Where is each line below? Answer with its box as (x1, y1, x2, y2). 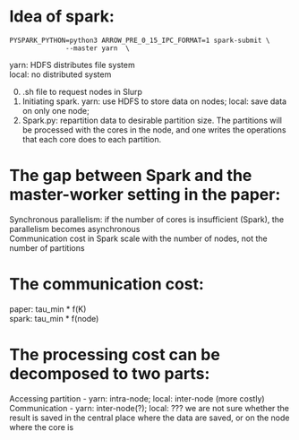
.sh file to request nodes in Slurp (21, 86, 143, 97)
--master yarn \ (65, 43, 130, 53)
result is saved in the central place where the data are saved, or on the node (9, 412, 290, 423)
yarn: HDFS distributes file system (9, 59, 136, 70)
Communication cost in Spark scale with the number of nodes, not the (9, 233, 268, 244)
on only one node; (21, 105, 90, 116)
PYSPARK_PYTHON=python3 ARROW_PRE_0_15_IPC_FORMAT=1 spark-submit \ (9, 36, 270, 45)
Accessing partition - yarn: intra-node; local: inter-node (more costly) (9, 393, 266, 404)
